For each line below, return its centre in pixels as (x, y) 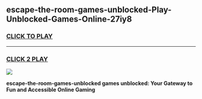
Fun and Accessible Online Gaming (51, 89)
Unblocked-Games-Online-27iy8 (69, 19)
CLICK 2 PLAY (27, 59)
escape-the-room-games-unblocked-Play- (89, 10)
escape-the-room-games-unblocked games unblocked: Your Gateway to (99, 83)
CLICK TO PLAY (29, 37)
